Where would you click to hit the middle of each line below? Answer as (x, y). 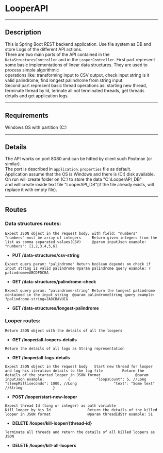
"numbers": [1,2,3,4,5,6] (31, 246)
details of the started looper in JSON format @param (77, 375)
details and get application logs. (37, 96)
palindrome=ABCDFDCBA (27, 273)
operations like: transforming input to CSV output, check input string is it (77, 75)
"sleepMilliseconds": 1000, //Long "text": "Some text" (80, 384)
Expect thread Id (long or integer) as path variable (61, 406)
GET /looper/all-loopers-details (44, 340)
